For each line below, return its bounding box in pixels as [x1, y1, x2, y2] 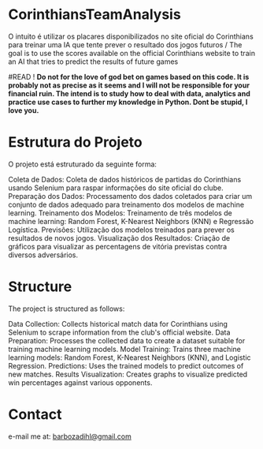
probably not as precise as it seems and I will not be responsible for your [8, 80, 250, 90]
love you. [8, 105, 39, 115]
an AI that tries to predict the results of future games [8, 57, 179, 66]
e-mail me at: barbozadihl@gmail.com [8, 432, 131, 441]
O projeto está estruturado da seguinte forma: [8, 159, 157, 169]
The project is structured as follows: [8, 304, 125, 313]
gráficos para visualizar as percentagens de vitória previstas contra [8, 241, 227, 251]
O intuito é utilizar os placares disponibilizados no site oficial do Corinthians [8, 32, 254, 41]
